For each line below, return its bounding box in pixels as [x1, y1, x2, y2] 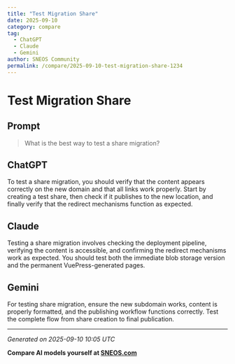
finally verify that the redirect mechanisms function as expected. [7, 200, 194, 209]
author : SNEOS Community [7, 56, 80, 63]
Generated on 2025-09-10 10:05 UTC [7, 335, 115, 344]
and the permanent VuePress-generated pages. [7, 261, 145, 269]
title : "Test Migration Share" [7, 10, 99, 17]
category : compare [7, 23, 61, 30]
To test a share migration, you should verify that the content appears [7, 178, 205, 186]
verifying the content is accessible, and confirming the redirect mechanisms [7, 246, 227, 255]
